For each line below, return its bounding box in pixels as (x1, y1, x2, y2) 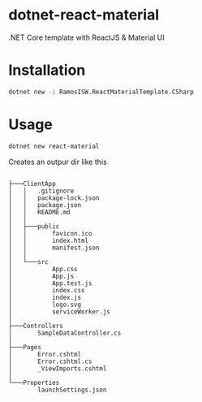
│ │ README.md (8, 208, 71, 216)
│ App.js (8, 272, 75, 280)
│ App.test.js (8, 279, 92, 287)
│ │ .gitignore (8, 187, 75, 195)
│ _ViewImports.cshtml (8, 364, 107, 373)
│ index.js (8, 293, 82, 301)
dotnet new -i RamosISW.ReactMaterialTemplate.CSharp (8, 88, 195, 96)
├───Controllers (8, 322, 63, 330)
